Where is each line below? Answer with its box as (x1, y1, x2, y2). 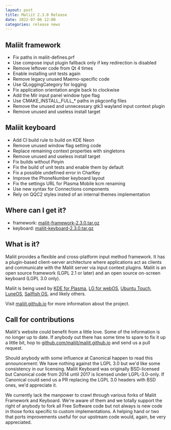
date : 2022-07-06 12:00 (5, 17, 56, 22)
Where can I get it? (5, 206, 66, 215)
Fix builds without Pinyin (12, 159, 64, 165)
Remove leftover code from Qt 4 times (12, 65, 93, 72)
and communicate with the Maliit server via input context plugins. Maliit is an (5, 264, 166, 270)
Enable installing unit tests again (12, 71, 81, 77)
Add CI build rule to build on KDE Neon (12, 137, 94, 143)
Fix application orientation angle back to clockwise (12, 87, 120, 93)
